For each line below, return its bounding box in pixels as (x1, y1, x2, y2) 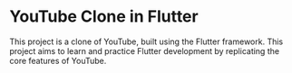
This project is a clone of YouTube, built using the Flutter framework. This (9, 36, 284, 47)
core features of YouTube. (9, 55, 107, 66)
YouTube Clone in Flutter (9, 6, 199, 27)
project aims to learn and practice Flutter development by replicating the (9, 45, 279, 56)
